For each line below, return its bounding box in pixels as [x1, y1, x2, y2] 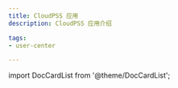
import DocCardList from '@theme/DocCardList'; [8, 70, 171, 81]
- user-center [8, 41, 56, 49]
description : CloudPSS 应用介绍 [8, 19, 113, 27]
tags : [8, 34, 27, 42]
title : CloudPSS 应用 [8, 11, 79, 20]
